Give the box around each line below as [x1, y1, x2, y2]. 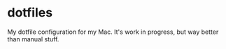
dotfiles [7, 5, 53, 21]
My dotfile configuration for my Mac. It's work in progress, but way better [7, 28, 219, 36]
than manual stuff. [7, 35, 59, 43]
